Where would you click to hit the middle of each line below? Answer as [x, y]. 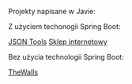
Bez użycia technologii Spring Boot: [66, 57]
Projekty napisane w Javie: [52, 11]
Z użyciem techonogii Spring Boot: [64, 26]
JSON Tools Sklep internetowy [58, 42]
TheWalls [23, 72]
